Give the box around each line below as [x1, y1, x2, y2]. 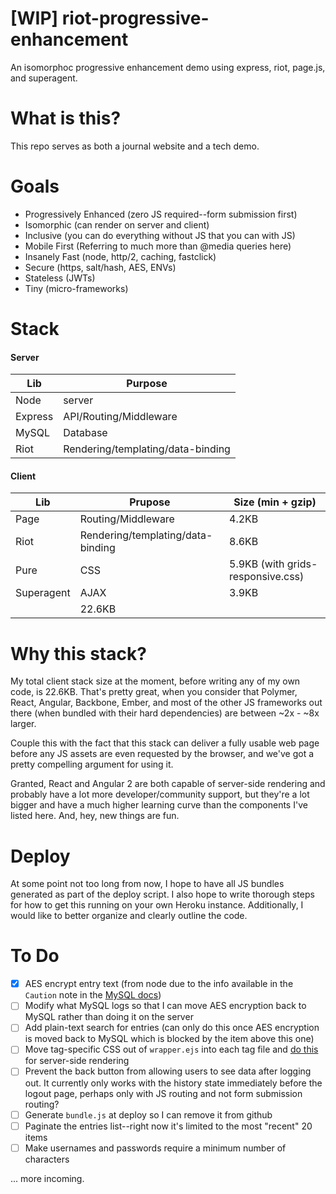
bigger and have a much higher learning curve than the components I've [10, 799, 308, 811]
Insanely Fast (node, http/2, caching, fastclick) [24, 250, 217, 262]
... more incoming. [10, 1172, 85, 1184]
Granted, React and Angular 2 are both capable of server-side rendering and [10, 778, 326, 790]
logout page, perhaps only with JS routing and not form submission [24, 1087, 303, 1099]
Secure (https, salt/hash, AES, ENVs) [24, 261, 177, 273]
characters [24, 1153, 70, 1165]
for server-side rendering [24, 1055, 130, 1067]
